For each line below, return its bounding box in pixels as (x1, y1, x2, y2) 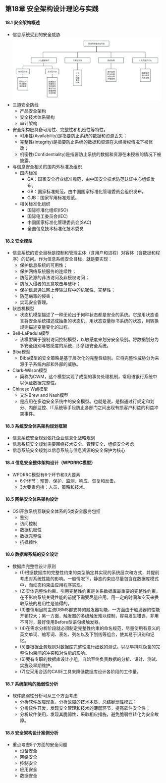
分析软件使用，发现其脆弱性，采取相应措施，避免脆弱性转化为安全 (19, 711, 155, 717)
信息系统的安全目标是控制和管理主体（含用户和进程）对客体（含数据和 (12, 250, 156, 256)
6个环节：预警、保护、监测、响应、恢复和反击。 (19, 477, 118, 484)
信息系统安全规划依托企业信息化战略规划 (12, 435, 95, 441)
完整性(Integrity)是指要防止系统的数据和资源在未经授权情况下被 (19, 139, 149, 145)
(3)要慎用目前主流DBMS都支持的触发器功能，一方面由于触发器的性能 (19, 607, 160, 613)
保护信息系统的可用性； (19, 262, 68, 268)
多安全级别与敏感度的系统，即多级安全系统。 (19, 343, 111, 349)
